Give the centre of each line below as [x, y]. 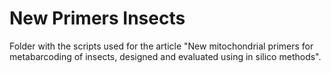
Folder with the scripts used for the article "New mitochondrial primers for [161, 46]
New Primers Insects [97, 18]
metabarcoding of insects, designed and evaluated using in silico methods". [165, 56]
